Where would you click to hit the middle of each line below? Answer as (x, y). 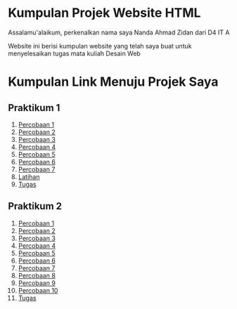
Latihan (29, 176)
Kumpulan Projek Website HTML (104, 13)
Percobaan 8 (37, 275)
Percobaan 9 (37, 283)
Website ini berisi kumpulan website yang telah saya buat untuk (100, 46)
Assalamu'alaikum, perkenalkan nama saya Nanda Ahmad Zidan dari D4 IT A (119, 32)
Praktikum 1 (34, 108)
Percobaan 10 (38, 290)
